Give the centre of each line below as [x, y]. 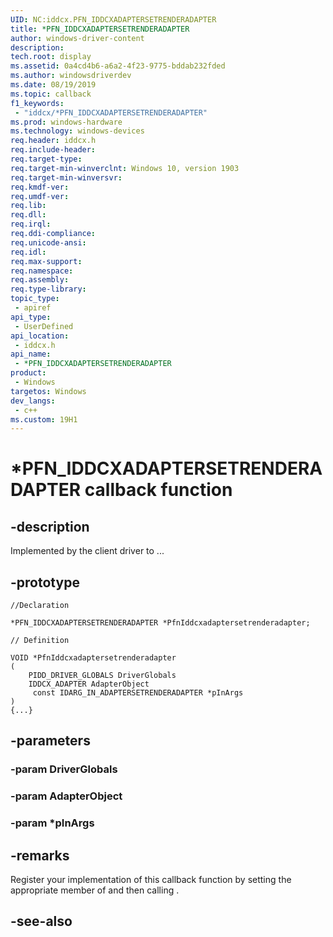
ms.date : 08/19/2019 [53, 85]
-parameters [50, 741]
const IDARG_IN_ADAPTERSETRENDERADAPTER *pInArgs [138, 693]
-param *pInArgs [52, 823]
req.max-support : [46, 261]
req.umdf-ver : [40, 196]
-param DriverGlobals [64, 769]
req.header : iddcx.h [53, 141]
